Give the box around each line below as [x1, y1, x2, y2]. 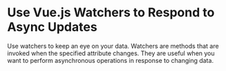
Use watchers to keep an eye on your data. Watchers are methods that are [7, 42, 219, 50]
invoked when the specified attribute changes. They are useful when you [7, 49, 216, 57]
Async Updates [7, 19, 98, 35]
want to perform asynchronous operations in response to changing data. [7, 56, 214, 64]
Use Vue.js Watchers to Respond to [7, 5, 215, 20]
